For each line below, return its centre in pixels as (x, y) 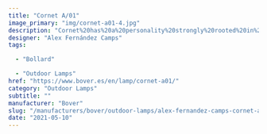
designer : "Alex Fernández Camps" (66, 38)
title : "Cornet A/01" (44, 15)
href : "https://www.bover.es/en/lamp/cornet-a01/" (94, 81)
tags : (17, 45)
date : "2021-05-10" (41, 118)
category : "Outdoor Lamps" (53, 88)
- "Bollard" (35, 59)
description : (30, 30)
